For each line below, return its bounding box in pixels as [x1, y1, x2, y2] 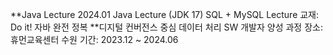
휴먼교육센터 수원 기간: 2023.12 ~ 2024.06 [10, 34, 179, 45]
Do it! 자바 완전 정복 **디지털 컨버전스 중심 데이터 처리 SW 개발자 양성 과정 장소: [10, 21, 323, 33]
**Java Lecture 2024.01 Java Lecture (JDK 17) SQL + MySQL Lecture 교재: [10, 9, 320, 20]
